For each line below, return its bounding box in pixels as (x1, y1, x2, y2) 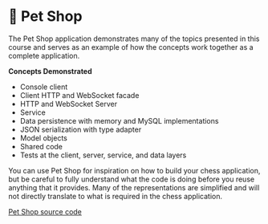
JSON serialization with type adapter (19, 124, 142, 134)
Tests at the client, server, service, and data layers (19, 150, 187, 160)
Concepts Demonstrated (8, 66, 92, 75)
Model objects (19, 132, 68, 143)
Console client (19, 82, 68, 92)
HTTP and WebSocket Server (19, 99, 118, 108)
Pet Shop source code (8, 206, 83, 216)
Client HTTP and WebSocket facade (19, 90, 140, 100)
